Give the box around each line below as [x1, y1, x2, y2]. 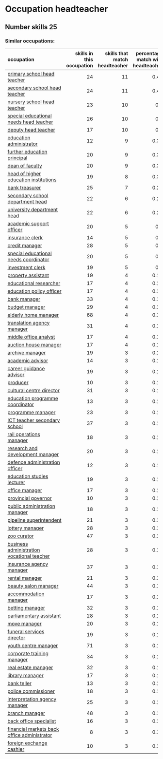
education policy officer [7, 287, 62, 294]
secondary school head [7, 84, 62, 91]
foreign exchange [7, 740, 48, 746]
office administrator [7, 732, 52, 739]
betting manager [7, 604, 45, 611]
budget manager [7, 304, 46, 310]
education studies [7, 473, 49, 479]
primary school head [7, 70, 55, 77]
